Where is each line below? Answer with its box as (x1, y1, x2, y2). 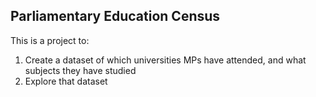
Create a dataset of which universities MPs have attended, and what (24, 54, 307, 66)
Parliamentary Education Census (10, 8, 221, 25)
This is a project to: (10, 34, 90, 46)
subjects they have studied (24, 64, 137, 76)
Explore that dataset (24, 75, 108, 87)
